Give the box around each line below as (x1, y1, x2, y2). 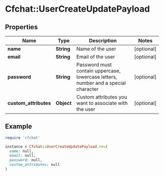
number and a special (76, 79, 126, 86)
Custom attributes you (76, 94, 127, 100)
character (76, 86, 99, 92)
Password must (76, 61, 112, 68)
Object (56, 100, 72, 106)
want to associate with (76, 100, 128, 106)
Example (5, 122, 32, 131)
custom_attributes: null (9, 162, 60, 167)
